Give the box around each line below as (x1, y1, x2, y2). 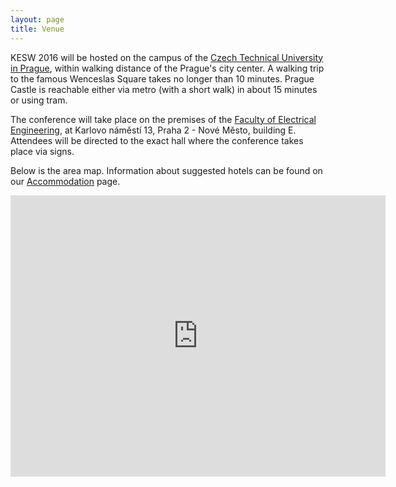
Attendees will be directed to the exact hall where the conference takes (10, 134, 304, 146)
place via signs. (10, 145, 75, 157)
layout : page (10, 14, 65, 25)
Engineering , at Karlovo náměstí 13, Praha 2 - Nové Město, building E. (10, 124, 297, 136)
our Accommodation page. (10, 175, 121, 187)
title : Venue (10, 24, 65, 34)
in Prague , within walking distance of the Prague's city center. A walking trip (10, 62, 325, 74)
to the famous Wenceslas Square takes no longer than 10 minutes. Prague (10, 72, 315, 85)
